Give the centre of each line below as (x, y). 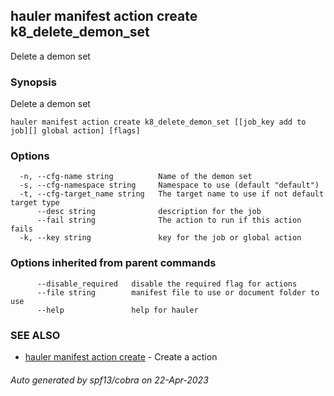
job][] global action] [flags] (75, 131)
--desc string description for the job (149, 212)
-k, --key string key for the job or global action (160, 238)
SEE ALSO (35, 335)
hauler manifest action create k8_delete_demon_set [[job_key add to (158, 122)
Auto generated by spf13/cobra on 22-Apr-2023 (109, 380)
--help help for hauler (117, 310)
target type (35, 203)
